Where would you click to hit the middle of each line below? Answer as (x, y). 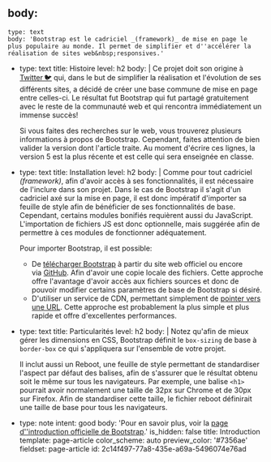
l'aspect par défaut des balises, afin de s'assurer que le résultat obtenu (138, 373)
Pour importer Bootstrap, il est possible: (86, 248)
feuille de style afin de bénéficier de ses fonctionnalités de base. (127, 207)
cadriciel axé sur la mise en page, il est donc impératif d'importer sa (133, 198)
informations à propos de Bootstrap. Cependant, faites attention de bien (140, 139)
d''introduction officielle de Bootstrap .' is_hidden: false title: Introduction (140, 431)
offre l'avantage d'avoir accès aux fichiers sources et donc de (135, 281)
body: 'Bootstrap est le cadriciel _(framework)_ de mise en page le (128, 39)
